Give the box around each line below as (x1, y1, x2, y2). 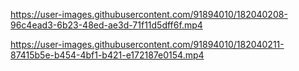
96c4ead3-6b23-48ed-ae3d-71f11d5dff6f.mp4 (10, 19, 203, 31)
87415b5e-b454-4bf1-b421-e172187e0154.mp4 (10, 49, 205, 61)
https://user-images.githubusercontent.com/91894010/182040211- (10, 39, 285, 50)
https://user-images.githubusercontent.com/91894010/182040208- (10, 9, 288, 20)
